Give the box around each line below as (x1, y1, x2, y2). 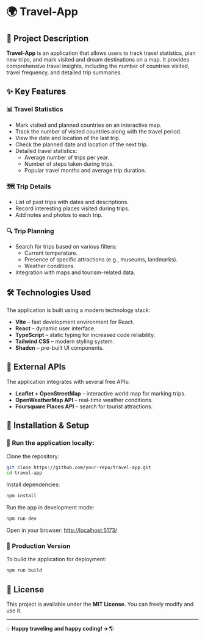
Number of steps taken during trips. (24, 160, 115, 168)
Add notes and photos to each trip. (15, 211, 103, 218)
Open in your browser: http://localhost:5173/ (6, 526, 118, 534)
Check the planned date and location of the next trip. (15, 141, 148, 148)
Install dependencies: (6, 481, 60, 488)
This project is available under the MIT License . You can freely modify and (6, 601, 194, 608)
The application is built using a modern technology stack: (6, 307, 151, 314)
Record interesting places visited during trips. (15, 205, 130, 212)
